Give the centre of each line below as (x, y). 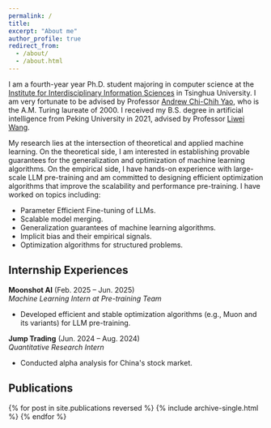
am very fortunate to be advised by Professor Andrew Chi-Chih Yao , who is (134, 101)
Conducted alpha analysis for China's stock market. (106, 362)
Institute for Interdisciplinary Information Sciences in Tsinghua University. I (132, 92)
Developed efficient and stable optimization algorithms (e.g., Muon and (138, 314)
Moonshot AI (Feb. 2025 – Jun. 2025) (72, 289)
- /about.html (39, 62)
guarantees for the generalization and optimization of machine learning (127, 160)
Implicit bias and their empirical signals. (86, 236)
